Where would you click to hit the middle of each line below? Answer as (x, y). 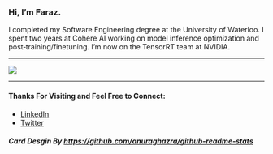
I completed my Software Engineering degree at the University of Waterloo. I (136, 30)
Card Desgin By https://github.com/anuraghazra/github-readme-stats (131, 141)
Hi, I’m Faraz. (35, 12)
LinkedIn (35, 114)
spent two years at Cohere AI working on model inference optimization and (134, 38)
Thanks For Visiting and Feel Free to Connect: (87, 96)
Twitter (32, 122)
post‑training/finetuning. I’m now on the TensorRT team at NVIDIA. (119, 47)
